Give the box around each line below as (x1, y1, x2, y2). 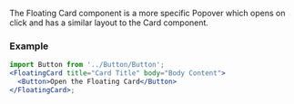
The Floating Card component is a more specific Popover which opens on (9, 8, 286, 18)
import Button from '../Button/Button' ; (9, 61, 166, 70)
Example (9, 40, 49, 52)
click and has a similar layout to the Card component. (9, 17, 209, 28)
